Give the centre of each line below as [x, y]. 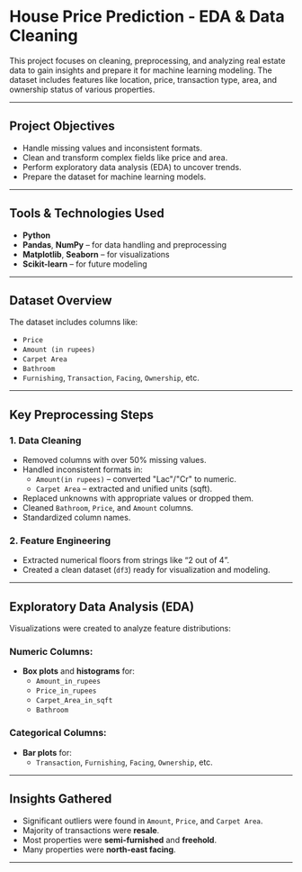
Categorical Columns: [58, 733]
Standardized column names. [76, 518]
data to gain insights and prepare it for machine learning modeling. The [141, 70]
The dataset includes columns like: [74, 322]
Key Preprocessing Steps [82, 415]
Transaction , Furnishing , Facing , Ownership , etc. [124, 762]
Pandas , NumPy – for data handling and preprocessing [124, 244]
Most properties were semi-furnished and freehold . [120, 840]
